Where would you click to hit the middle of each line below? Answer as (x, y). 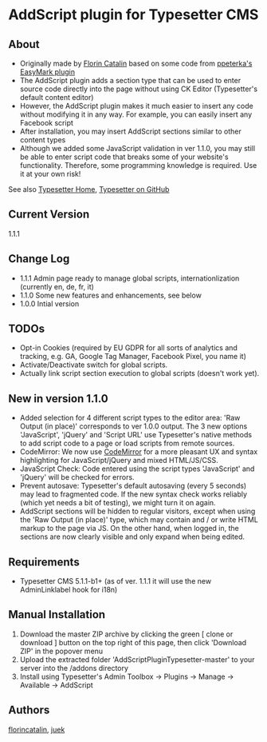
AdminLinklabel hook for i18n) (69, 590)
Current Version (49, 215)
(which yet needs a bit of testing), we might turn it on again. (118, 503)
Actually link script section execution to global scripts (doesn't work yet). (139, 373)
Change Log (39, 259)
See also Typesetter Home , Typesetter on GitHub (89, 189)
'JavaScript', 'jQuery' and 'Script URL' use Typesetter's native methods (136, 435)
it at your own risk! (50, 174)
